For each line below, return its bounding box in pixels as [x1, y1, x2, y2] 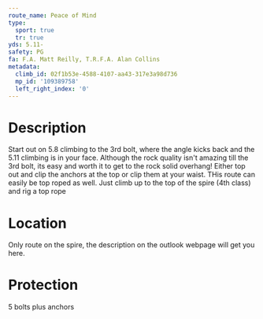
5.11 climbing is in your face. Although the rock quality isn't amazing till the [8, 153, 249, 162]
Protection [8, 276, 79, 294]
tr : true [15, 33, 44, 42]
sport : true [15, 26, 55, 34]
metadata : [8, 63, 41, 71]
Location [8, 214, 67, 232]
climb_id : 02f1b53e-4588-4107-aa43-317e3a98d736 [15, 70, 178, 78]
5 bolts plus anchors [8, 302, 75, 312]
